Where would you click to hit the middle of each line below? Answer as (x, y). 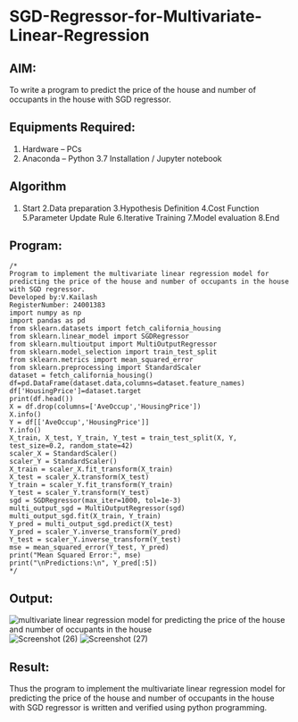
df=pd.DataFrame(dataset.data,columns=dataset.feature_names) (127, 383)
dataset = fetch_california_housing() (81, 376)
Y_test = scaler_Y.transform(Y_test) (79, 493)
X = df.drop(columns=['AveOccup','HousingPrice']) (105, 407)
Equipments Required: (72, 127)
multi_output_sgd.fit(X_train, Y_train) (86, 516)
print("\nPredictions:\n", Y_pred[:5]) (83, 563)
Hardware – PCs (52, 148)
